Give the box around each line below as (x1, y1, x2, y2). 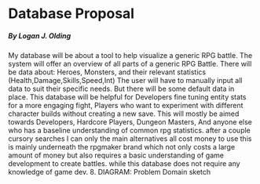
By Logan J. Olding (8, 31, 71, 40)
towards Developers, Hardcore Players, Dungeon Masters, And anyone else (8, 117, 253, 127)
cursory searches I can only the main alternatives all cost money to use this (8, 134, 252, 143)
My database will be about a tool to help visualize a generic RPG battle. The (8, 51, 253, 60)
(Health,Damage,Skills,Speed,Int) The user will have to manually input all (8, 76, 243, 85)
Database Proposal (8, 5, 135, 23)
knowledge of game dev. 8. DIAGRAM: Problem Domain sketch (8, 168, 211, 177)
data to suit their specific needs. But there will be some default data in (8, 84, 235, 94)
